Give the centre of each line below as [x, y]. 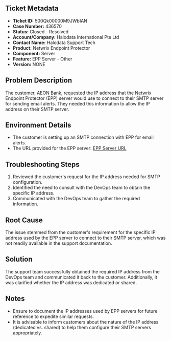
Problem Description [39, 81]
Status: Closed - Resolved [41, 31]
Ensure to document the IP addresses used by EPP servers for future [85, 311]
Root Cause [24, 220]
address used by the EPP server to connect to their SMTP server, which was [86, 238]
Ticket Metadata [32, 8]
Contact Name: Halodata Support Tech [54, 42]
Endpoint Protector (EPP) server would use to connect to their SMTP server [84, 98]
